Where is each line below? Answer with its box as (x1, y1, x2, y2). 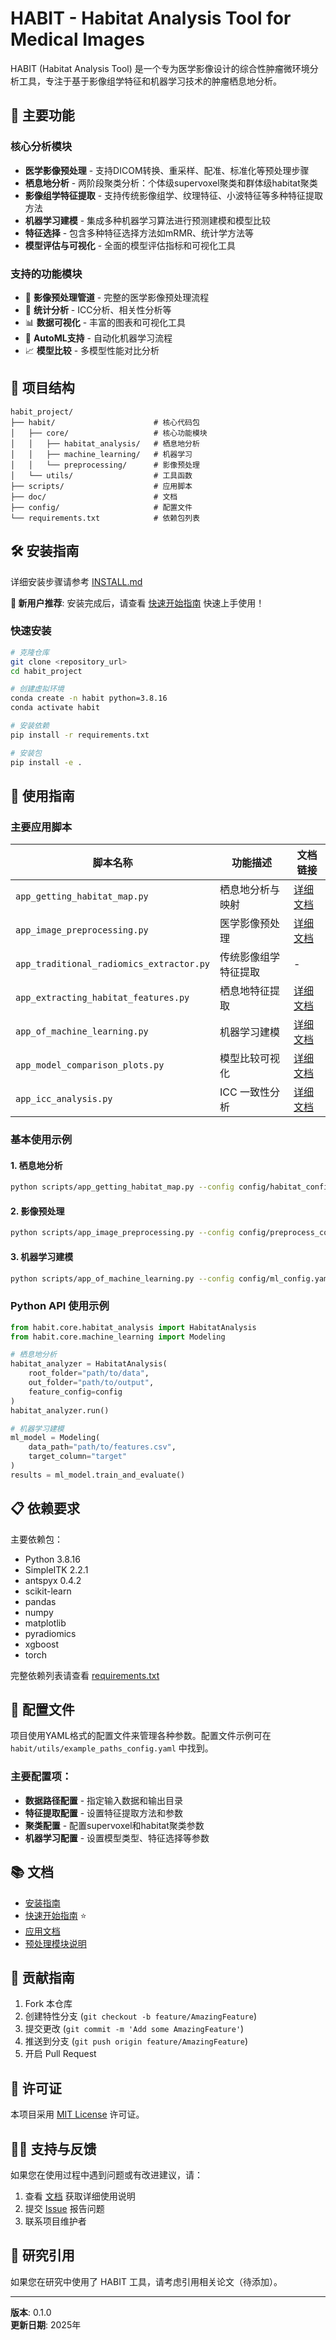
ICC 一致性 (219, 1085, 270, 1099)
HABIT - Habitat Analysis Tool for (10, 7, 292, 30)
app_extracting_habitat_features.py (15, 992, 190, 1004)
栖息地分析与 (219, 883, 281, 897)
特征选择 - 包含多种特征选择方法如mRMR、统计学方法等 (24, 227, 255, 239)
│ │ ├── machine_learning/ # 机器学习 (10, 449, 193, 459)
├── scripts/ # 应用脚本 (10, 481, 193, 491)
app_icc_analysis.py (15, 1093, 113, 1105)
